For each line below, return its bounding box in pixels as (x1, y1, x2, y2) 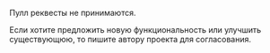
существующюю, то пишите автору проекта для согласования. (9, 34, 252, 44)
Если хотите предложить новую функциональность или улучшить (9, 25, 262, 34)
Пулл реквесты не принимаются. (9, 8, 136, 18)
